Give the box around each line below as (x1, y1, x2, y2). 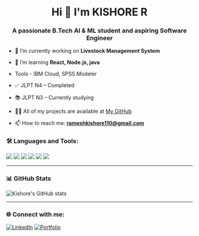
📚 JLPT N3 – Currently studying (14, 94, 94, 101)
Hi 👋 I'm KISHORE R (51, 5, 148, 19)
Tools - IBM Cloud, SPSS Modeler (14, 71, 97, 78)
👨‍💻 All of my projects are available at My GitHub (14, 108, 132, 115)
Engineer (86, 34, 113, 42)
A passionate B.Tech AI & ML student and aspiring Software (12, 27, 187, 35)
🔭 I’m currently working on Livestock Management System (14, 47, 161, 55)
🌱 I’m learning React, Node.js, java (14, 59, 100, 66)
